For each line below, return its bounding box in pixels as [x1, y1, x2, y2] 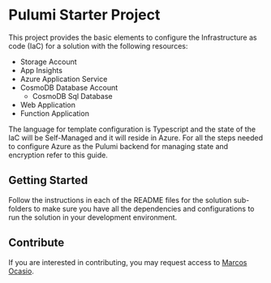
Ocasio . [8, 266, 34, 276]
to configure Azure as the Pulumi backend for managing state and [8, 141, 229, 151]
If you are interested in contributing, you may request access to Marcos [8, 257, 247, 267]
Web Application [19, 100, 75, 109]
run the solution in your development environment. [8, 212, 178, 222]
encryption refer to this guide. [8, 150, 108, 160]
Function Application [19, 108, 89, 118]
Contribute [8, 236, 65, 250]
